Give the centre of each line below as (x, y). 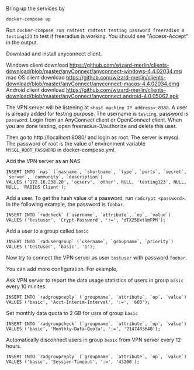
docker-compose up (28, 19)
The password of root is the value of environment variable (76, 143)
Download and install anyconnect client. (54, 54)
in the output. (22, 42)
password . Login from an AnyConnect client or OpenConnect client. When (94, 120)
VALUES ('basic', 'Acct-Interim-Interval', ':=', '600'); (78, 302)
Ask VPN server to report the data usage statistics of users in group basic (95, 280)
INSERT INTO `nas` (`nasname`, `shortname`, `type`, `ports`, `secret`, (96, 172)
